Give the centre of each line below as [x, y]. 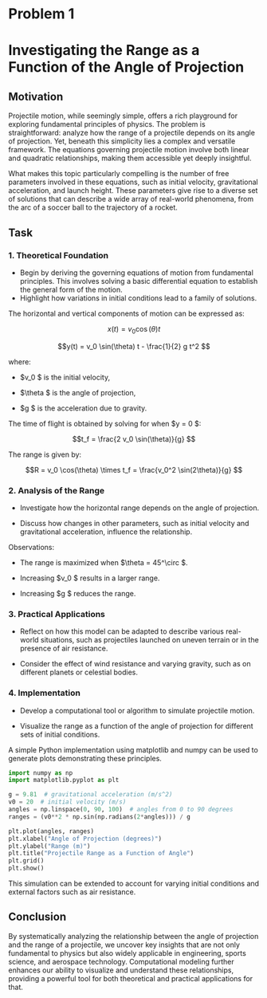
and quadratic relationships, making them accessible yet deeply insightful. [130, 158]
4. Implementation [45, 693]
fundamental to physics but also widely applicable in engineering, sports [128, 953]
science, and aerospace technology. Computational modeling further [121, 961]
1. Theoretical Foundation [59, 255]
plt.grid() [26, 861]
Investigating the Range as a [104, 51]
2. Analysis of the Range [57, 490]
